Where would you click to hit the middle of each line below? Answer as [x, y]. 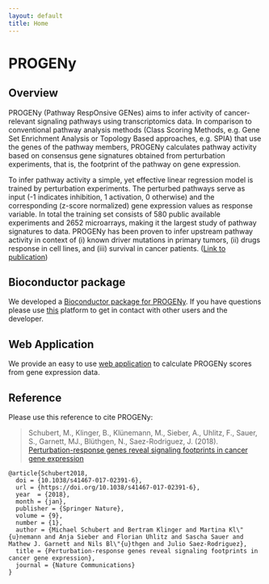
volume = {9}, [39, 515]
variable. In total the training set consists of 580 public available [114, 214]
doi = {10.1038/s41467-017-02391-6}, [79, 480]
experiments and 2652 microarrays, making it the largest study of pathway [132, 222]
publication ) [28, 257]
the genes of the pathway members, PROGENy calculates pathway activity [132, 147]
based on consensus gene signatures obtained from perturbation [117, 155]
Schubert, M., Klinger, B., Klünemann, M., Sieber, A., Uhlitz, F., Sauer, [143, 432]
